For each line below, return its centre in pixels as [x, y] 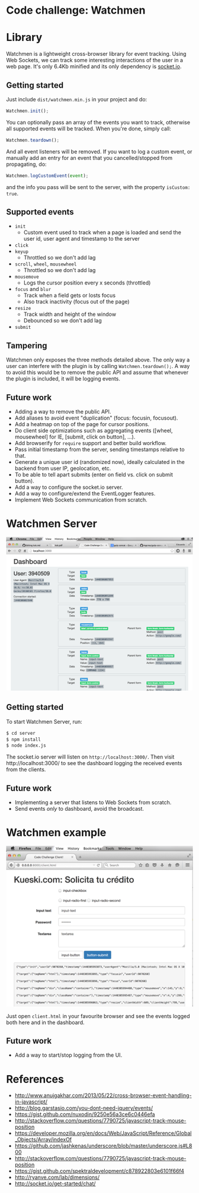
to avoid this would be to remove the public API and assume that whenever [97, 372]
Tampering [27, 345]
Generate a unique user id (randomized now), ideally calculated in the [99, 462]
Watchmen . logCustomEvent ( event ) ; [47, 175]
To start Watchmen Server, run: [44, 721]
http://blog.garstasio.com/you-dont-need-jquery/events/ [84, 1108]
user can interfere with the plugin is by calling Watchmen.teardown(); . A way [98, 366]
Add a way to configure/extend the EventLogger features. [85, 493]
